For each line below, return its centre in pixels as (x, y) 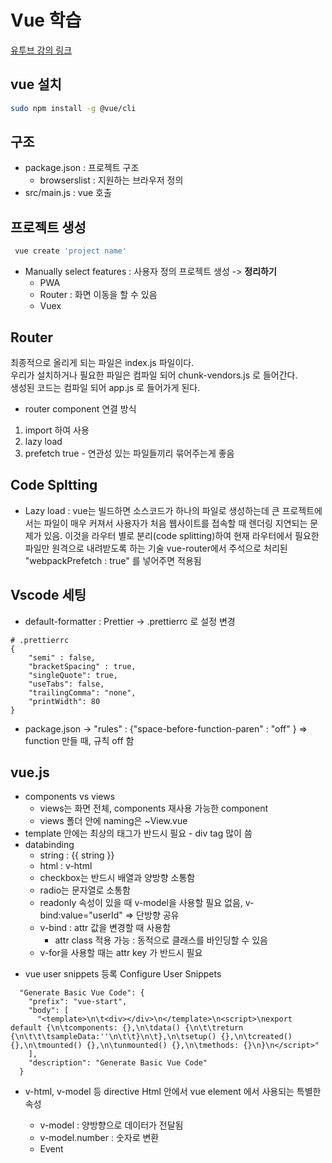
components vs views (70, 797)
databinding (49, 845)
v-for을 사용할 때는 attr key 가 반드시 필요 (121, 953)
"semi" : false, (62, 657)
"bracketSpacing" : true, (82, 666)
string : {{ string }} (77, 855)
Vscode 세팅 (48, 595)
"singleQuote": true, (73, 675)
